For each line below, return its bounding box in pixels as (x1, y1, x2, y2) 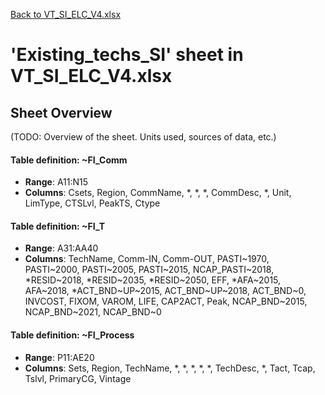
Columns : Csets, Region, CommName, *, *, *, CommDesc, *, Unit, (24, 187, 292, 199)
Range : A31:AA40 (24, 242, 99, 254)
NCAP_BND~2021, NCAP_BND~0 (24, 306, 162, 318)
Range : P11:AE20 (24, 351, 95, 363)
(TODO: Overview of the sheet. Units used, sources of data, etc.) (10, 131, 277, 143)
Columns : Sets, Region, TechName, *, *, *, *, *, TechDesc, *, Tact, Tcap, (24, 362, 316, 374)
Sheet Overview (10, 104, 113, 121)
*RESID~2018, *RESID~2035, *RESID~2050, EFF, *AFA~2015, (24, 274, 282, 286)
